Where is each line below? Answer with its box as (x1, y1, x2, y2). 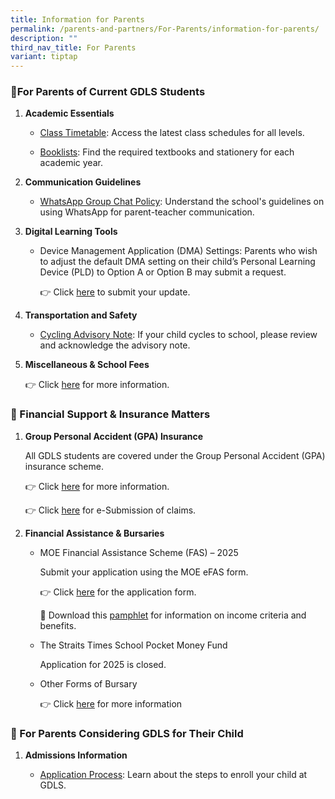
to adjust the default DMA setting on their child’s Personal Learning (39, 256, 316, 268)
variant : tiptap (10, 52, 78, 62)
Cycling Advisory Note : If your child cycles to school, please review (39, 329, 318, 341)
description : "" (10, 33, 78, 43)
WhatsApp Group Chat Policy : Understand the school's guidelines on (39, 196, 325, 208)
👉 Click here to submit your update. (39, 286, 191, 298)
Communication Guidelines (24, 176, 142, 188)
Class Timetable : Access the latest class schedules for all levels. (39, 127, 305, 139)
